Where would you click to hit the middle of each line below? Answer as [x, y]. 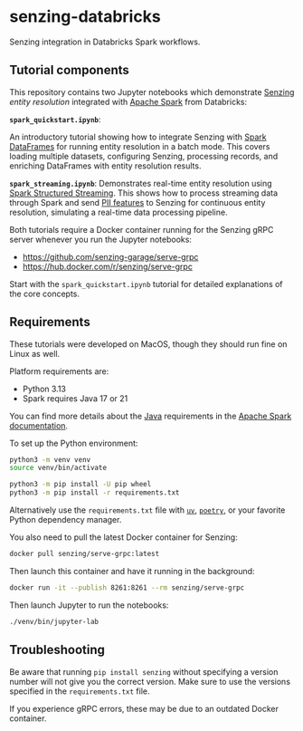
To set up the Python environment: [74, 443]
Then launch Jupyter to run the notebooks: [89, 605]
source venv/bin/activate [58, 468]
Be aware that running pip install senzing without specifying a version [144, 671]
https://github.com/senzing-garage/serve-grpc [110, 256]
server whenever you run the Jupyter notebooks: [101, 239]
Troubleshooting [57, 650]
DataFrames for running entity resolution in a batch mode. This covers [140, 146]
